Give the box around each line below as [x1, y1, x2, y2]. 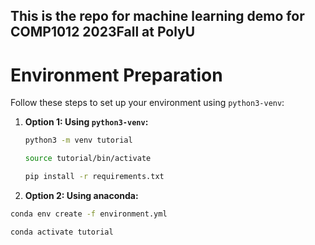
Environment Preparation [10, 64, 223, 86]
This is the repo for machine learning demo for [10, 8, 305, 25]
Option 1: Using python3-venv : [24, 116, 149, 128]
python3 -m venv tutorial [24, 135, 133, 146]
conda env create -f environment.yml [10, 209, 168, 219]
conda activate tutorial [10, 227, 114, 237]
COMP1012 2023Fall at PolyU [10, 24, 196, 41]
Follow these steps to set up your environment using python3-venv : [10, 97, 285, 109]
